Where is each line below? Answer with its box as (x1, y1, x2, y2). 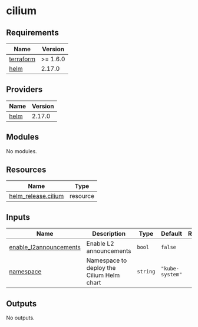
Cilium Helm (86, 271, 120, 279)
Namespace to (86, 256, 127, 265)
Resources (6, 165, 47, 175)
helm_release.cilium (9, 192, 64, 200)
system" (161, 271, 183, 278)
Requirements (6, 28, 59, 38)
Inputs (6, 212, 31, 222)
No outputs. (6, 314, 35, 322)
